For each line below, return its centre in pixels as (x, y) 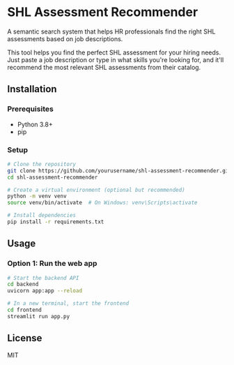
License (25, 338)
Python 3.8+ (35, 124)
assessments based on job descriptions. (65, 38)
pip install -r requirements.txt (56, 222)
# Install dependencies (42, 216)
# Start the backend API (43, 278)
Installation (32, 89)
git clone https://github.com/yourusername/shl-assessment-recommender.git (119, 171)
